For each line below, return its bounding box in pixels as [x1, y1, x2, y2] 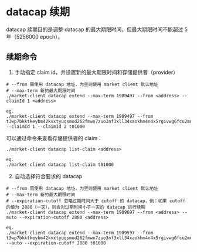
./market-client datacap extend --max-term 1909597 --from [6, 230, 154, 236]
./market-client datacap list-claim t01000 [6, 162, 114, 168]
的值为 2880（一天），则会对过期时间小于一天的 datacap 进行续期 [6, 204, 145, 210]
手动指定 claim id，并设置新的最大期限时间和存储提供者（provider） [14, 69, 179, 76]
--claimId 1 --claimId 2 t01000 [6, 124, 85, 130]
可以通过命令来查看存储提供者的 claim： [6, 134, 103, 141]
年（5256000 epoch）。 [6, 33, 63, 40]
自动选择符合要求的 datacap [14, 172, 83, 179]
